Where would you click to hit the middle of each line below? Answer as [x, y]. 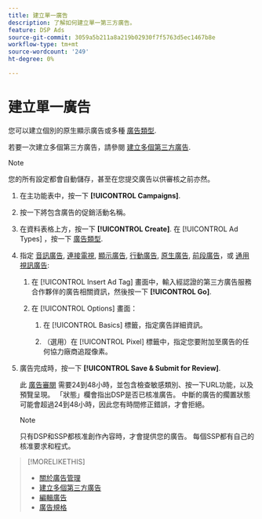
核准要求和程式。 [47, 446]
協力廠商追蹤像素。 [81, 351]
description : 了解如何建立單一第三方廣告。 [72, 23]
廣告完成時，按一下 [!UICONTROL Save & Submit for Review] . [120, 368]
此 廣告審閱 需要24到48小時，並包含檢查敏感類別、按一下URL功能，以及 [136, 384]
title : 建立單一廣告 [38, 15]
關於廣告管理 [60, 477]
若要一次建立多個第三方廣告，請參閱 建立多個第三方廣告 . [99, 147]
